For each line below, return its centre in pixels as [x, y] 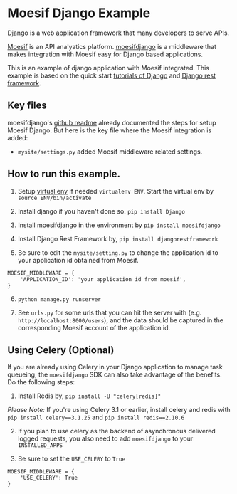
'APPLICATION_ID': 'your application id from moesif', [103, 279]
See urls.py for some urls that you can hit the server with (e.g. [110, 312]
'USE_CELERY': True [49, 478]
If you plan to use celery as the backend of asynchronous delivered [116, 431]
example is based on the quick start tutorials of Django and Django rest [111, 75]
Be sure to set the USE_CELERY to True [72, 459]
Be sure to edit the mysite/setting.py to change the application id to [118, 252]
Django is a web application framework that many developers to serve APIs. [118, 33]
